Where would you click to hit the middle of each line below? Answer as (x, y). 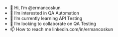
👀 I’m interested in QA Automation (45, 13)
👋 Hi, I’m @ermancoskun (35, 8)
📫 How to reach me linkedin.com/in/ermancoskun (61, 29)
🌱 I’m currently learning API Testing (46, 18)
